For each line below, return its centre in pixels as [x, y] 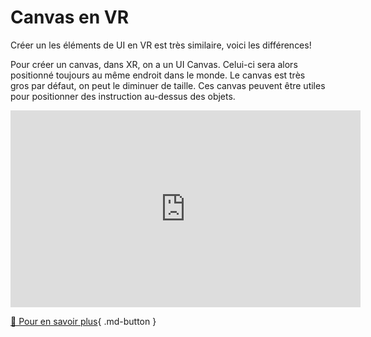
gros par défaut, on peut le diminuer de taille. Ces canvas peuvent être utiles [168, 85]
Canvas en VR [70, 17]
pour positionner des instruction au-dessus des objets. [123, 96]
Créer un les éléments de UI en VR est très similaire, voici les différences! [161, 45]
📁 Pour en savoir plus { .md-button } [83, 321]
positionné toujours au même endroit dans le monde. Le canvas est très [158, 75]
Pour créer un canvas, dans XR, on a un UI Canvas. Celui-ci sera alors [154, 64]
